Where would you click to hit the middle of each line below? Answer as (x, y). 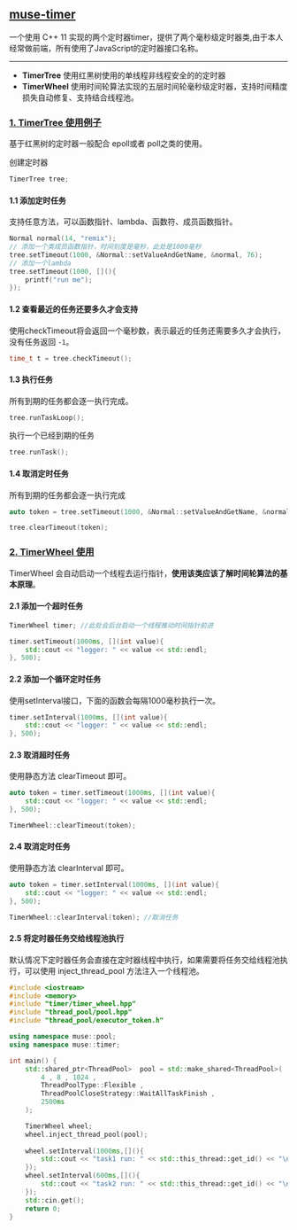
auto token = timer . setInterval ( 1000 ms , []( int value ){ (114, 885)
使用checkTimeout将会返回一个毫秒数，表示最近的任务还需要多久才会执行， (147, 331)
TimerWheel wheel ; (59, 1126)
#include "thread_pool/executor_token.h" (87, 1021)
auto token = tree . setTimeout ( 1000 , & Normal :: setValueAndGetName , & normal (150, 512)
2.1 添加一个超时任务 (46, 606)
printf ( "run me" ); (59, 280)
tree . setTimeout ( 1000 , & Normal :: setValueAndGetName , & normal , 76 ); (136, 255)
